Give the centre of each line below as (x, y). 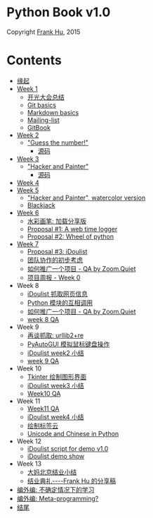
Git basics (42, 105)
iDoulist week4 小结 (56, 416)
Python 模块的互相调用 (60, 302)
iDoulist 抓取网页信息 (58, 294)
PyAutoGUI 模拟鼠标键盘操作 (68, 344)
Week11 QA (43, 408)
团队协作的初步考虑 (55, 260)
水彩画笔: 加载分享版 (57, 221)
